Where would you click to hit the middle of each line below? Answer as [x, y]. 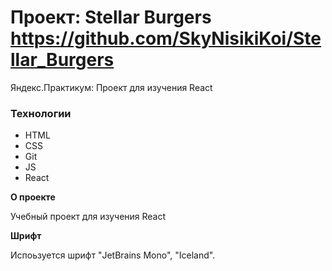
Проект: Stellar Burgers [111, 17]
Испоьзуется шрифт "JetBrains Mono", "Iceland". [113, 255]
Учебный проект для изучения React [88, 217]
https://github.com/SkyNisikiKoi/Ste [166, 38]
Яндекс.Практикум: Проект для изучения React [111, 87]
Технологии [41, 113]
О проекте [33, 197]
